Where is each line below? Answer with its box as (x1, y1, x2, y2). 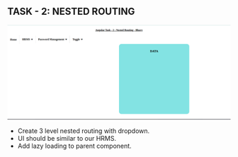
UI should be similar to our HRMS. (17, 134, 117, 142)
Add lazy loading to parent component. (17, 141, 132, 150)
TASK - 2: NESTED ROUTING (7, 6, 135, 18)
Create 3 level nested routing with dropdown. (17, 127, 150, 135)
